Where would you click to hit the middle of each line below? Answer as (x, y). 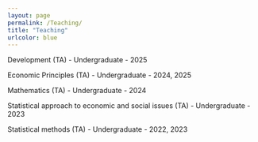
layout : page (29, 15)
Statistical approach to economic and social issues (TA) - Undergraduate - (129, 106)
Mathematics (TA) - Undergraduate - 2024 (77, 91)
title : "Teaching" (38, 30)
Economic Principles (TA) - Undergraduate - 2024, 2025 (100, 75)
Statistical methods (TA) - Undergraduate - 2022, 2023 (98, 129)
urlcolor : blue (33, 37)
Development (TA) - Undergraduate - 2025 (77, 60)
